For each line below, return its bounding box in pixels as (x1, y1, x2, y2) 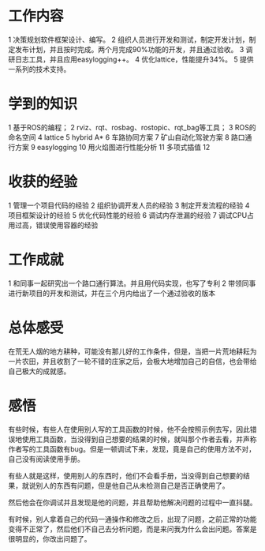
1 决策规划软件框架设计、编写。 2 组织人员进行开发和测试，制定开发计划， (8, 35, 250, 44)
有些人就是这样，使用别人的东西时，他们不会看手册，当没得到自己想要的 (8, 470, 243, 480)
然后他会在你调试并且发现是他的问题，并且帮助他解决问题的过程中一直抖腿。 (8, 497, 257, 507)
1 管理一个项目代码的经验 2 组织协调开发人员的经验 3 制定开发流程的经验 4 (8, 201, 250, 210)
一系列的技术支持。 (8, 64, 71, 73)
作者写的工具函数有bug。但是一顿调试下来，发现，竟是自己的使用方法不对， (8, 444, 256, 454)
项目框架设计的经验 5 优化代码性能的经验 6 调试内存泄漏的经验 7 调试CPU (8, 210, 248, 219)
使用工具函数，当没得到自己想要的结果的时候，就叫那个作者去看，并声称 (21, 434, 257, 444)
